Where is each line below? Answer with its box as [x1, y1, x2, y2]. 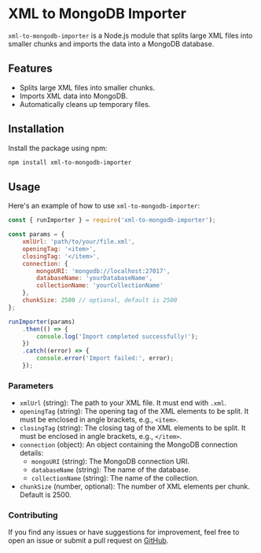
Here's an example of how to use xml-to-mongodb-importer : [8, 201, 200, 211]
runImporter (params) [8, 318, 76, 326]
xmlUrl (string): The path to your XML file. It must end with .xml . [19, 398, 226, 407]
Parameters [8, 380, 53, 391]
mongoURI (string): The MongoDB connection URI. [31, 457, 190, 466]
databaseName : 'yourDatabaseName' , [36, 275, 153, 282]
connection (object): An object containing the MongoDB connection [19, 440, 238, 449]
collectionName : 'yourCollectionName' [36, 282, 164, 289]
